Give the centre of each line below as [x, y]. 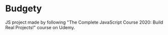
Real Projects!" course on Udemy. [40, 27]
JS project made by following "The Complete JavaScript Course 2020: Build [84, 22]
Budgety [23, 9]
